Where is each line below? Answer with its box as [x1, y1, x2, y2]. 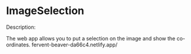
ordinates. [6, 41, 31, 48]
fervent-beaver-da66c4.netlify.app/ [31, 41, 118, 48]
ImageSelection [6, 4, 85, 18]
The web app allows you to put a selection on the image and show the [6, 35, 176, 42]
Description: [6, 23, 36, 31]
